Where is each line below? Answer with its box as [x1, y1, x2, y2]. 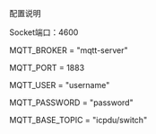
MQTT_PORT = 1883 [9, 62, 85, 73]
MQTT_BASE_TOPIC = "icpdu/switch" [9, 115, 148, 125]
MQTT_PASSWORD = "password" [9, 97, 134, 108]
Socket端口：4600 [9, 27, 79, 38]
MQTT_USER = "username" [9, 80, 110, 90]
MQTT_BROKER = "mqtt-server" [9, 45, 128, 56]
